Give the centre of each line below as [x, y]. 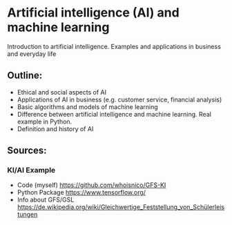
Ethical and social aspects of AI [62, 92]
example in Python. [45, 121]
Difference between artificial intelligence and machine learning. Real [114, 114]
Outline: [25, 76]
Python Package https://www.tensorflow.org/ [81, 193]
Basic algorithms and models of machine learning [88, 107]
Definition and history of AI [55, 128]
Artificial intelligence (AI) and [93, 13]
